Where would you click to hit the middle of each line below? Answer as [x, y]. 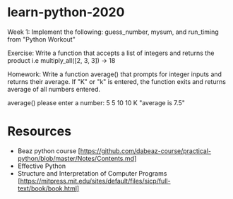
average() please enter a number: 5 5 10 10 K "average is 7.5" [96, 102]
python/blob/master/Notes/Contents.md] [77, 158]
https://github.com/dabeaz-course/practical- [146, 151]
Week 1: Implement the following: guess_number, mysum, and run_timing [113, 32]
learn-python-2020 [66, 12]
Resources [40, 132]
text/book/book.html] [48, 188]
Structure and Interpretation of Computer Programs [92, 173]
